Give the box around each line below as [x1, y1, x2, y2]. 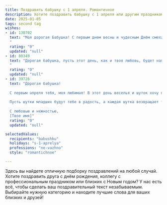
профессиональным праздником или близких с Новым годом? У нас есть [5, 178, 162, 184]
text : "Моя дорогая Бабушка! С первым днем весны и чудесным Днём [9, 35, 150, 40]
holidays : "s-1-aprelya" [9, 141, 61, 146]
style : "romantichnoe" [9, 150, 57, 155]
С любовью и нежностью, [9, 109, 59, 114]
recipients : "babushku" [9, 136, 59, 141]
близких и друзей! [5, 194, 44, 200]
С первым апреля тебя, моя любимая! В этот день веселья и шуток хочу [9, 90, 159, 95]
